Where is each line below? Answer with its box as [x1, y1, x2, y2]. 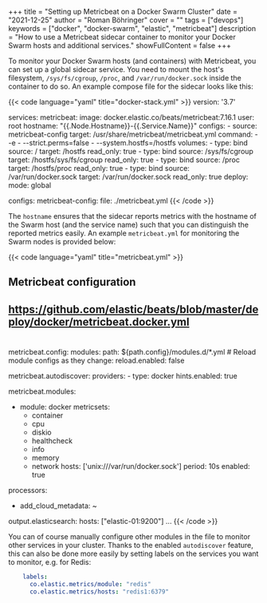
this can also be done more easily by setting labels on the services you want [8, 549, 259, 558]
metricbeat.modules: [8, 387, 77, 396]
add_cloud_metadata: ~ [19, 501, 97, 510]
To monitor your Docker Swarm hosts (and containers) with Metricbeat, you [8, 56, 257, 65]
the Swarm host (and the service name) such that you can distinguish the [8, 220, 249, 229]
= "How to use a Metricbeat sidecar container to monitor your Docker [8, 32, 237, 42]
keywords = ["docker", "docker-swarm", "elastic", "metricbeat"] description [8, 24, 257, 33]
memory [31, 453, 60, 462]
